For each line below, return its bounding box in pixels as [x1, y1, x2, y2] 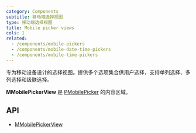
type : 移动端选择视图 [6, 19, 53, 25]
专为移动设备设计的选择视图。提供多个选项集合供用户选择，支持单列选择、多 [6, 68, 191, 76]
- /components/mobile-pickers [11, 41, 85, 47]
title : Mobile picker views [6, 24, 75, 31]
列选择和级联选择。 [6, 76, 53, 83]
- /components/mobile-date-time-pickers [11, 47, 111, 52]
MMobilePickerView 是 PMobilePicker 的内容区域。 [6, 88, 132, 95]
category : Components [6, 8, 59, 15]
